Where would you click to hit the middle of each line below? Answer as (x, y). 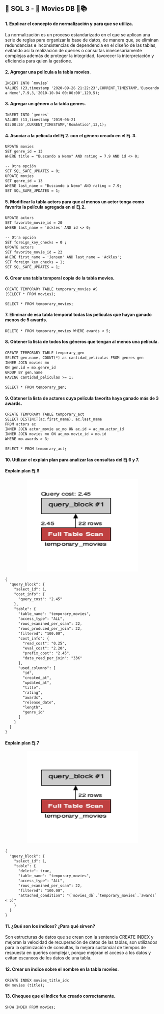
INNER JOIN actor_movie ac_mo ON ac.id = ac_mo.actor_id (65, 429)
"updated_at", (37, 683)
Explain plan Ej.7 (22, 743)
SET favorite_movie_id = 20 (34, 223)
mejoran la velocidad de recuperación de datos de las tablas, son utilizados (81, 942)
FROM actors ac (21, 424)
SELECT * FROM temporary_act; (36, 449)
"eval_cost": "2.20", (45, 648)
